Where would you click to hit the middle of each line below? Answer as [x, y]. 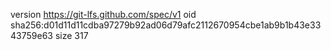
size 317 [71, 35]
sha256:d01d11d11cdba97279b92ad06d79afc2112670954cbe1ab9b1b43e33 [166, 25]
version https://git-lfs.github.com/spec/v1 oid [103, 14]
